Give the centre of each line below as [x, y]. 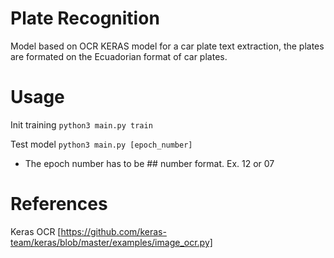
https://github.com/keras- [113, 231]
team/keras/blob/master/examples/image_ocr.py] [111, 242]
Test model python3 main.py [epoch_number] [101, 144]
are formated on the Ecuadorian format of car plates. [119, 56]
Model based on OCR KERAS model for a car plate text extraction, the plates [167, 46]
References [59, 204]
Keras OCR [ [36, 231]
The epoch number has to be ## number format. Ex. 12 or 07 [149, 163]
